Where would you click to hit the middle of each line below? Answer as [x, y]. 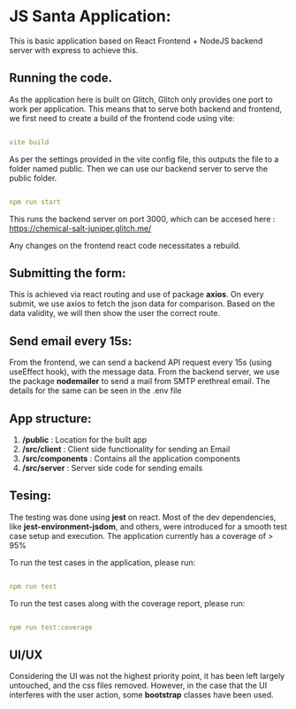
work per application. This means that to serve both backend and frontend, [146, 109]
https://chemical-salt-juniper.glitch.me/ [80, 228]
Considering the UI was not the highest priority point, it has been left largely [147, 676]
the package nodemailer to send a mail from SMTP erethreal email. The [140, 381]
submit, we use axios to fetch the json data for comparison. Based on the [142, 304]
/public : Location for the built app [84, 439]
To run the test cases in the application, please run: [102, 562]
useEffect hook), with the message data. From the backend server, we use [144, 372]
